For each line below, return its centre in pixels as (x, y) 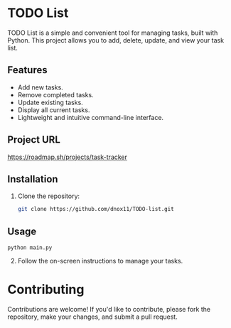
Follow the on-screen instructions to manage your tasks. (100, 261)
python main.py (30, 248)
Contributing (46, 290)
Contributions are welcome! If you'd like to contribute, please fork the (109, 309)
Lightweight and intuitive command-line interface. (91, 117)
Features (27, 70)
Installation (33, 179)
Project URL (34, 140)
